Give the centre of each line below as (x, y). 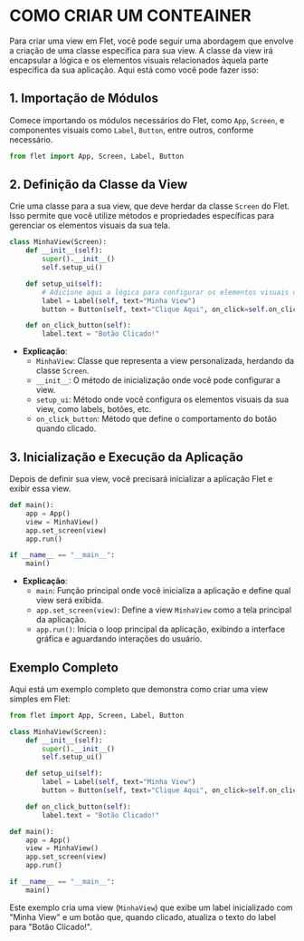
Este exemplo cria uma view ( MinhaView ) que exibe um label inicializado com (151, 907)
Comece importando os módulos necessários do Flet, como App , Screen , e (147, 120)
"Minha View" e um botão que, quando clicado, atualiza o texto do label (143, 916)
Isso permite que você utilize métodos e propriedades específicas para (142, 216)
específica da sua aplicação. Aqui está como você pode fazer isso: (134, 70)
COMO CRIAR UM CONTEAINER (130, 16)
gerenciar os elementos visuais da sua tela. (90, 225)
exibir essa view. (40, 488)
